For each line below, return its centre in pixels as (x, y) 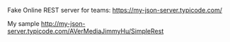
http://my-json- (63, 23)
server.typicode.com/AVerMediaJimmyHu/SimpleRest (86, 31)
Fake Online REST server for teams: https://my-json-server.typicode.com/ (115, 10)
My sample (24, 23)
